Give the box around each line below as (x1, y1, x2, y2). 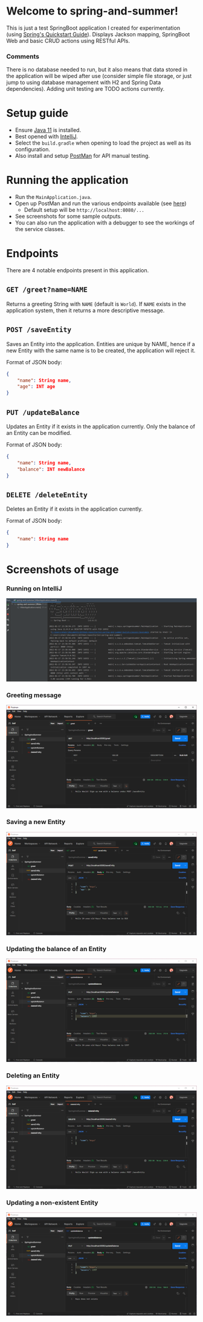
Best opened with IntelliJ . (14, 133, 79, 140)
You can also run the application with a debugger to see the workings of (14, 219, 195, 226)
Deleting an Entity (6, 1072, 60, 1080)
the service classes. (14, 226, 65, 233)
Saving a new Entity (6, 818, 66, 826)
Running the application (6, 174, 129, 187)
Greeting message (6, 691, 62, 699)
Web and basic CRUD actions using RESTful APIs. (6, 37, 130, 44)
